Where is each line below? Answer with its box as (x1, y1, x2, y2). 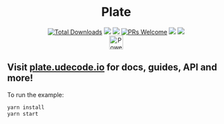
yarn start (7, 110, 39, 117)
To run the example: (7, 90, 64, 99)
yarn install (7, 104, 45, 111)
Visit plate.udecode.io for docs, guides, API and (7, 61, 218, 73)
